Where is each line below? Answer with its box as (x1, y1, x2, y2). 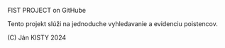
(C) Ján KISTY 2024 (7, 33, 67, 42)
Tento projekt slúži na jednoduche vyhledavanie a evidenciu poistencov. (7, 20, 218, 28)
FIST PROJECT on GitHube (7, 6, 87, 14)
